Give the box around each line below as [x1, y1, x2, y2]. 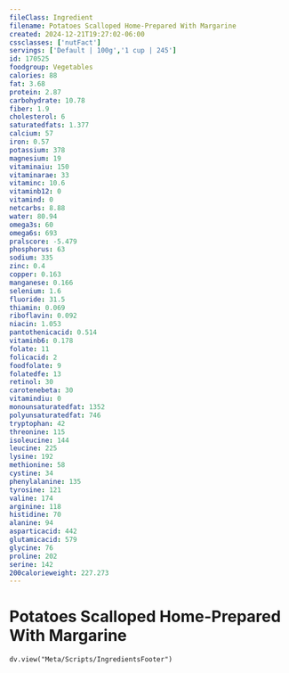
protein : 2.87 [9, 87, 62, 96]
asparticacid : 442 [9, 527, 77, 536]
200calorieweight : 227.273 [9, 568, 109, 578]
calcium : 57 [9, 129, 53, 138]
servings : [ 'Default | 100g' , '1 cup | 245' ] [9, 46, 177, 55]
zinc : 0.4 [9, 262, 46, 271]
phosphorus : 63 [9, 245, 66, 254]
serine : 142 [9, 560, 53, 569]
